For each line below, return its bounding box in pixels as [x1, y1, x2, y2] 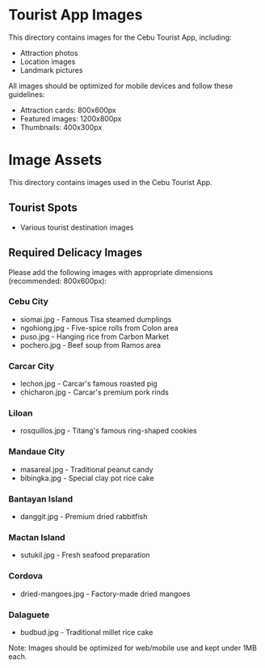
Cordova [8, 570, 43, 581]
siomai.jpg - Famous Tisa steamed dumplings [19, 314, 172, 324]
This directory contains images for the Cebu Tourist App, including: [8, 32, 232, 42]
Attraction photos [19, 48, 78, 57]
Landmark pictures [19, 65, 83, 74]
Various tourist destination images [19, 222, 134, 232]
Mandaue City [8, 446, 65, 458]
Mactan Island [8, 531, 66, 543]
